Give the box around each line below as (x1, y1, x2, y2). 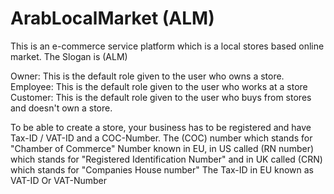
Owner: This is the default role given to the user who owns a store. (10, 70, 285, 82)
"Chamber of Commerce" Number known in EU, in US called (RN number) (10, 142, 315, 154)
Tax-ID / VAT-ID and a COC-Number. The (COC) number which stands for (10, 132, 313, 144)
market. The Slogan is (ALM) (10, 50, 128, 62)
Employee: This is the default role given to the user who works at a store (10, 80, 308, 92)
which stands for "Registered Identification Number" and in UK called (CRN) (10, 153, 323, 165)
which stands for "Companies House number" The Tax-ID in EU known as (10, 163, 314, 176)
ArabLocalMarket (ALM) (10, 7, 215, 30)
